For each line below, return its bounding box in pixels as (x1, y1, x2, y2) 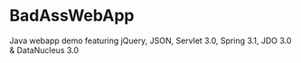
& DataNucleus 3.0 (9, 44, 80, 55)
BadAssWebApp (9, 5, 135, 26)
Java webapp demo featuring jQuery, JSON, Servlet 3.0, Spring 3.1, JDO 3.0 (9, 35, 292, 46)
